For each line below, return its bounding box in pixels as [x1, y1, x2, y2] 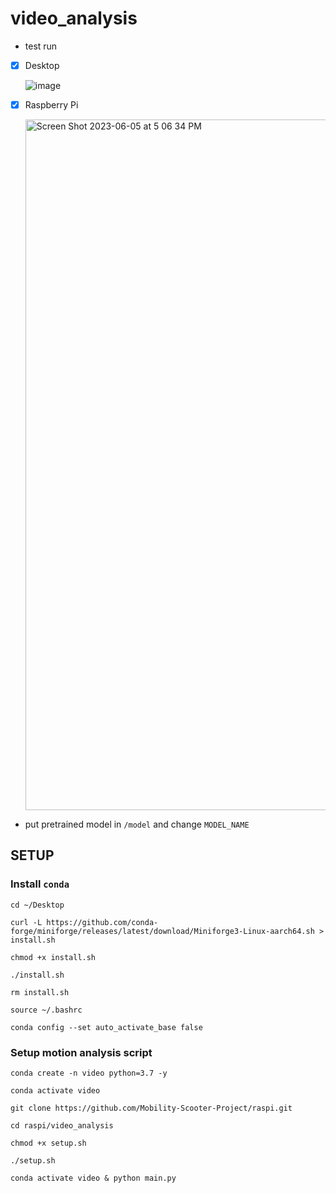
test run [24, 40, 58, 52]
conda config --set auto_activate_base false [10, 1022, 203, 1032]
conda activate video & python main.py [10, 1173, 177, 1184]
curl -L [10, 917, 43, 927]
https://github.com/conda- [46, 917, 159, 927]
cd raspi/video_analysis [10, 1121, 114, 1131]
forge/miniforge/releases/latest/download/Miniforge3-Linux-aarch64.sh [10, 926, 315, 936]
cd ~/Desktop [10, 900, 65, 910]
